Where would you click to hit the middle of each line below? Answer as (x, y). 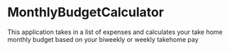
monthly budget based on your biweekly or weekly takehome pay (103, 39)
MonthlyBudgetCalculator (86, 12)
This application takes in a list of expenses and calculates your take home (115, 32)
